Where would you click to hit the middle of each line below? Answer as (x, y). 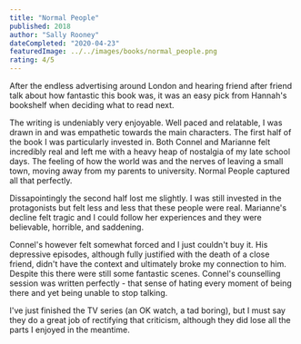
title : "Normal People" (55, 18)
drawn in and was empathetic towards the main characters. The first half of (150, 132)
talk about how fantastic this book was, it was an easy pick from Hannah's (149, 95)
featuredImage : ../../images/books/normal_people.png (114, 52)
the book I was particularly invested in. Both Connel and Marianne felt (140, 142)
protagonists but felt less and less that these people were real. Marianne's (148, 208)
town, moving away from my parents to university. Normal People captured (150, 171)
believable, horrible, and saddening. (76, 227)
